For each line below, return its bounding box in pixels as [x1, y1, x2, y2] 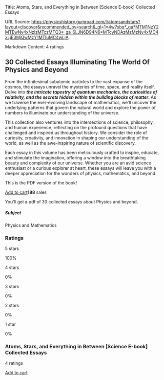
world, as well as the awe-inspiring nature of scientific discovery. [5, 140, 136, 146]
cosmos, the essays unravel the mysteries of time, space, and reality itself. [5, 84, 155, 89]
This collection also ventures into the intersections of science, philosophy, [5, 119, 154, 125]
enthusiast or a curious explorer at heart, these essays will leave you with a [5, 165, 156, 171]
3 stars [5, 284, 20, 290]
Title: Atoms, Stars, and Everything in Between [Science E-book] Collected [5, 4, 155, 10]
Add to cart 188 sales [5, 189, 47, 195]
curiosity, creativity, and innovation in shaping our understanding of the [5, 134, 149, 141]
